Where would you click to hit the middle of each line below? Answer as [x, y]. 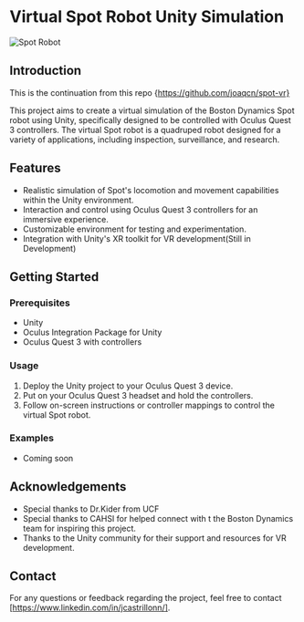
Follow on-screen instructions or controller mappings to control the [149, 405]
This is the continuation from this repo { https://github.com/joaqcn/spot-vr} [150, 92]
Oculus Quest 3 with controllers [82, 342]
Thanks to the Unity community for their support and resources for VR [154, 538]
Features [35, 168]
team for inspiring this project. [79, 528]
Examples [32, 438]
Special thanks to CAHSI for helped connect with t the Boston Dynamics [158, 518]
